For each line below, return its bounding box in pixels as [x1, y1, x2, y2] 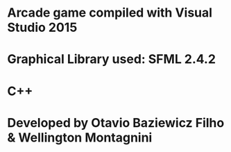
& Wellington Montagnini [7, 130, 153, 145]
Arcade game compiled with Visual [7, 5, 213, 21]
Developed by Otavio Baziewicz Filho [7, 115, 225, 130]
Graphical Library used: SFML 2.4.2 [7, 51, 216, 67]
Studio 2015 [7, 19, 78, 35]
